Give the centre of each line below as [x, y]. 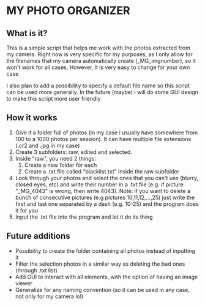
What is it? [27, 33]
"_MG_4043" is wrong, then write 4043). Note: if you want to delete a [103, 191]
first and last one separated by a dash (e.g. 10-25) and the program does [107, 204]
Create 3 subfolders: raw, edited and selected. [74, 152]
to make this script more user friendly [54, 99]
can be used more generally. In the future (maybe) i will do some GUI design [102, 92]
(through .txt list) [36, 270]
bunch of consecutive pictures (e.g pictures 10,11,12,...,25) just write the [105, 197]
